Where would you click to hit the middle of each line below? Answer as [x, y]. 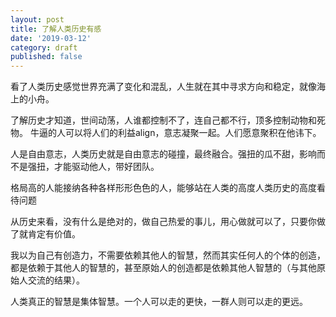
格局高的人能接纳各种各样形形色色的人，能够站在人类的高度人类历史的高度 [163, 188]
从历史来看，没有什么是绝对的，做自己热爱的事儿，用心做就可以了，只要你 [163, 222]
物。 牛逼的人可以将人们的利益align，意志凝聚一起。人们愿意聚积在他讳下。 [166, 133]
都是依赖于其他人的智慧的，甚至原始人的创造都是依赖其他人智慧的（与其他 [163, 268]
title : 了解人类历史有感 [56, 29]
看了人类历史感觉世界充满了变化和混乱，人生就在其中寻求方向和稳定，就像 [163, 87]
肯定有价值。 [54, 234]
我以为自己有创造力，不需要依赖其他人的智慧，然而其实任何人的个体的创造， [168, 255]
